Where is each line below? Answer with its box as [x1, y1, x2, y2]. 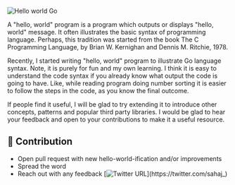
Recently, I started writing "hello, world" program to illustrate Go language [7, 56, 222, 65]
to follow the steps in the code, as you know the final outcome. [7, 87, 189, 95]
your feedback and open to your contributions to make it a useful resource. [7, 115, 225, 124]
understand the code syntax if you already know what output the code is [7, 71, 218, 80]
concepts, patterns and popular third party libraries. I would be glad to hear [7, 108, 226, 116]
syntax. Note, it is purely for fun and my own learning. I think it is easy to [7, 64, 217, 72]
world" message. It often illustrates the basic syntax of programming [7, 28, 206, 36]
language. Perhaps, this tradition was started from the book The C [7, 35, 199, 44]
